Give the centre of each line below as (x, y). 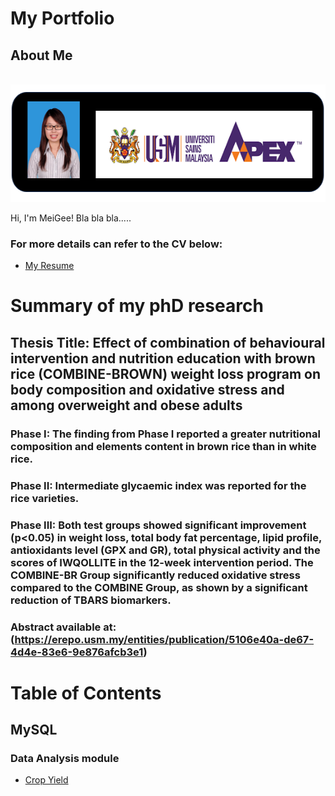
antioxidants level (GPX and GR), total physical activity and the (165, 550)
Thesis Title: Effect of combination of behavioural (168, 342)
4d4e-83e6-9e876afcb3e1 (77, 652)
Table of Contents (86, 693)
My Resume (49, 266)
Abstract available (56, 627)
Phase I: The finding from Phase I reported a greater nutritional (165, 434)
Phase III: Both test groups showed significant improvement (158, 525)
